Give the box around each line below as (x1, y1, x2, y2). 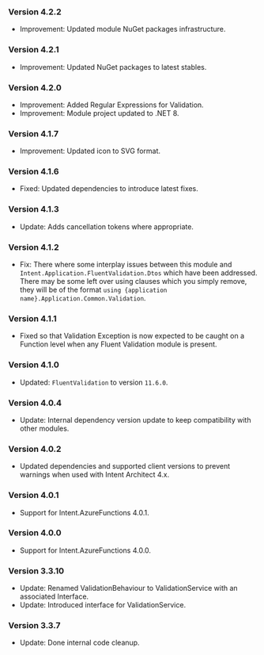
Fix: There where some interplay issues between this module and (19, 260, 232, 270)
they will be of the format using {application (19, 285, 168, 295)
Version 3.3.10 (8, 565, 65, 576)
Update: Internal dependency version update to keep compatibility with (19, 415, 251, 424)
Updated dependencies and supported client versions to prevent (19, 462, 231, 471)
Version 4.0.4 (8, 397, 62, 408)
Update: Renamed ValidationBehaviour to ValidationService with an (19, 584, 239, 593)
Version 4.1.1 (8, 313, 57, 324)
